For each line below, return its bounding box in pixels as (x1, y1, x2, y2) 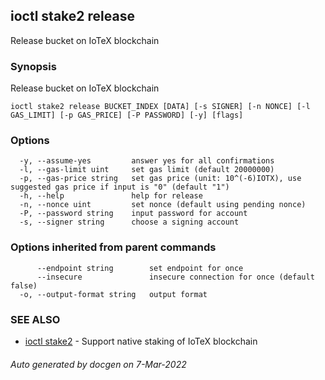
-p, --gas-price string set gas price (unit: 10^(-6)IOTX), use (19, 174, 302, 184)
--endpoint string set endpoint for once (36, 263, 244, 273)
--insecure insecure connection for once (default (36, 272, 315, 282)
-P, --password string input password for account (19, 209, 248, 219)
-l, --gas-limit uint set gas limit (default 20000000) (19, 165, 275, 175)
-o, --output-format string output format (19, 289, 208, 299)
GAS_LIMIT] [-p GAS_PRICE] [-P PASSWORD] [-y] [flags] (10, 110, 244, 121)
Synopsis (10, 59, 57, 73)
